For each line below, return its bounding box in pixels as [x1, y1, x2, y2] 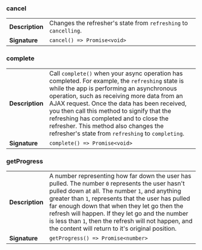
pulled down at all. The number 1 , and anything [49, 186, 182, 195]
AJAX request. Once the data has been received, [49, 99, 187, 108]
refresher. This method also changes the [49, 121, 164, 130]
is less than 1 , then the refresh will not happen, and [49, 216, 193, 225]
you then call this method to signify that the [49, 106, 171, 115]
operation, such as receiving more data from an [49, 91, 183, 100]
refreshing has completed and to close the [49, 114, 169, 123]
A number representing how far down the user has [49, 171, 191, 180]
